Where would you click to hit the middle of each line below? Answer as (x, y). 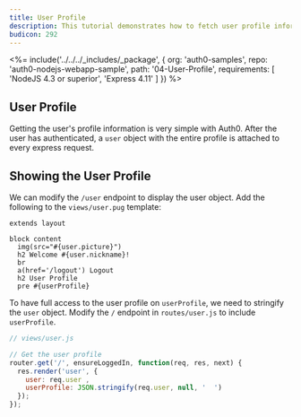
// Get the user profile (56, 354)
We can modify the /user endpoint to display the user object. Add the (138, 197)
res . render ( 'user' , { (58, 371)
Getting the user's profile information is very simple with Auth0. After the (143, 129)
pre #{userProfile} (54, 286)
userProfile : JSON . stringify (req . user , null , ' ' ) (124, 388)
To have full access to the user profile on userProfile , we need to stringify (147, 303)
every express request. (52, 148)
